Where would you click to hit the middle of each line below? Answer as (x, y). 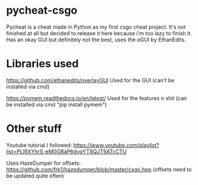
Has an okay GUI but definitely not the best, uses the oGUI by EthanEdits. (96, 39)
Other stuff (34, 129)
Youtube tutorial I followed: (39, 145)
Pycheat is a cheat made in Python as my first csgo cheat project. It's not (96, 27)
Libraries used (42, 64)
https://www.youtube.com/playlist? (116, 145)
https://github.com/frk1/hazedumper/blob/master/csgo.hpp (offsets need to (99, 169)
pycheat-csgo (42, 10)
